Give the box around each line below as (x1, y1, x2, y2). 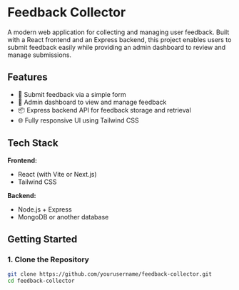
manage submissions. (7, 51, 72, 59)
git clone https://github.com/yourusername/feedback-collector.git (7, 271, 213, 278)
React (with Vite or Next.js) (17, 170, 98, 178)
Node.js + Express (17, 204, 73, 214)
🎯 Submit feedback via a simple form (17, 90, 126, 98)
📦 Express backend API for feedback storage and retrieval (17, 105, 191, 114)
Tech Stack (7, 137, 59, 150)
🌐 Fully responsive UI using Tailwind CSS (17, 115, 139, 125)
